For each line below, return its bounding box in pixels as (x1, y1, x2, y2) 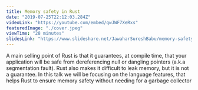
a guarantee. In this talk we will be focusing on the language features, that (6, 71, 186, 78)
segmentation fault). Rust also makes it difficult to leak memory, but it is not (6, 65, 189, 71)
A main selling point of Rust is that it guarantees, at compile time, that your (6, 52, 187, 59)
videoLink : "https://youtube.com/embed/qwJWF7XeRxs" (6, 19, 138, 25)
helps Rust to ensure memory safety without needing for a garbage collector (6, 77, 192, 84)
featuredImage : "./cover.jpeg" (6, 25, 83, 31)
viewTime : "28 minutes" (6, 31, 65, 36)
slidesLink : (6, 36, 35, 42)
